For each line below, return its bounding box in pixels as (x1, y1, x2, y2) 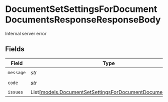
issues (7, 89, 23, 95)
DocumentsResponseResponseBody (5, 14, 161, 25)
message (7, 70, 26, 76)
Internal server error (5, 30, 46, 36)
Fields (5, 45, 25, 53)
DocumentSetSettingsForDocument (5, 3, 157, 15)
